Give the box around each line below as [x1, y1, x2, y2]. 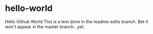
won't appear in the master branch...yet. [5, 23, 85, 29]
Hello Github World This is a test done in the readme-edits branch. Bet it [5, 19, 148, 24]
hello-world [5, 3, 53, 14]
